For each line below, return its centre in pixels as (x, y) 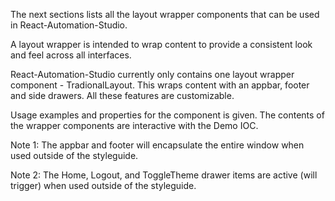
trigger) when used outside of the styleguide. (103, 185)
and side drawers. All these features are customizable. (122, 95)
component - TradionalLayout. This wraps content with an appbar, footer (160, 85)
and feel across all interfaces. (71, 55)
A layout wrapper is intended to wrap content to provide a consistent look (161, 44)
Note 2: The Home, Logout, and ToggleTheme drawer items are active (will (164, 175)
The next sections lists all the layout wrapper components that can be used (165, 14)
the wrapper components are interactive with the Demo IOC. (134, 125)
